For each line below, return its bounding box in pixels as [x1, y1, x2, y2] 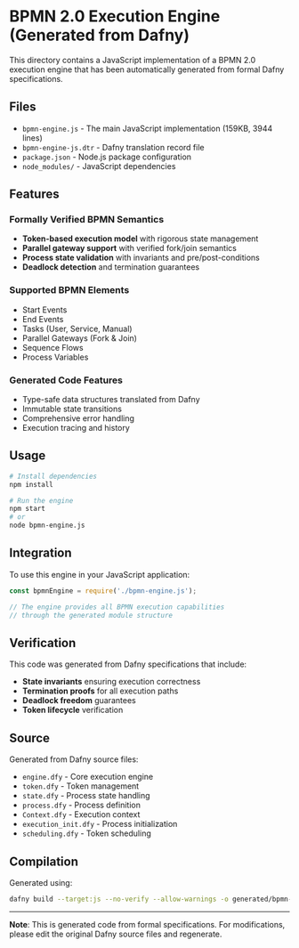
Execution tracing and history [21, 423, 131, 433]
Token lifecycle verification [21, 705, 124, 716]
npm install [9, 480, 53, 489]
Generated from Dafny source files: [9, 754, 139, 765]
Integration [9, 546, 73, 561]
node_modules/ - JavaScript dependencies [21, 160, 176, 171]
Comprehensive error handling [21, 413, 135, 424]
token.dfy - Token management [21, 781, 140, 791]
